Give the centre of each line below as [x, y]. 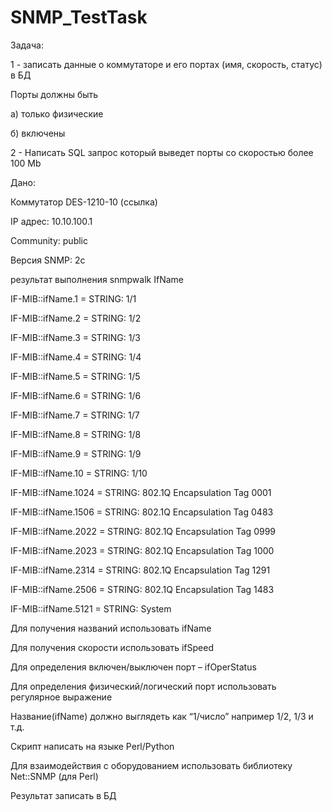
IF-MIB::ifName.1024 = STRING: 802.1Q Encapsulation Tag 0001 [141, 492]
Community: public [49, 240]
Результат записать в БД [63, 795]
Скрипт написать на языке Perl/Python [92, 746]
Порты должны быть [54, 94]
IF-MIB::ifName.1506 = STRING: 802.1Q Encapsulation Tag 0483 [142, 512]
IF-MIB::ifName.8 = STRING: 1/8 [76, 434]
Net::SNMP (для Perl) [54, 776]
